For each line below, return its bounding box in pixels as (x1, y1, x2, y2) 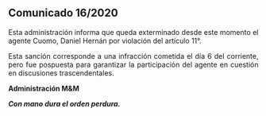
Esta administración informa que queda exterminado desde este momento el (8, 27, 259, 37)
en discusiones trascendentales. (8, 68, 114, 78)
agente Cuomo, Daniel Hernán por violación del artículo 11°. (8, 36, 202, 45)
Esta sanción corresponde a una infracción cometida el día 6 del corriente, (8, 51, 259, 60)
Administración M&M (8, 83, 79, 93)
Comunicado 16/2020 (8, 6, 118, 20)
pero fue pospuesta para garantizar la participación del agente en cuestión (8, 60, 259, 69)
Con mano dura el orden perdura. (8, 99, 121, 108)
